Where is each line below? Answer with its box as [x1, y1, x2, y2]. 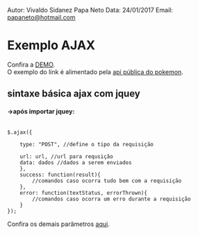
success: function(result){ [19, 171, 101, 178]
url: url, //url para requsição [19, 153, 113, 160]
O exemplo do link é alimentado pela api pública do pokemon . [7, 67, 184, 76]
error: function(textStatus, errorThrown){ [19, 189, 148, 196]
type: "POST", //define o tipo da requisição [19, 141, 154, 148]
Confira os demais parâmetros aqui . [7, 220, 110, 228]
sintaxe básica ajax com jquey [7, 88, 140, 100]
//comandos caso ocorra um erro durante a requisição [32, 195, 191, 202]
